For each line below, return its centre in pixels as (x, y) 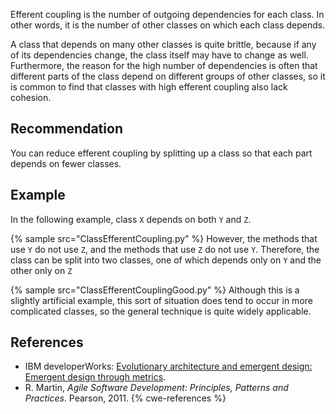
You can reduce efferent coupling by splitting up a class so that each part (161, 153)
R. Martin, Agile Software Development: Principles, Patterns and (156, 388)
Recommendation (66, 129)
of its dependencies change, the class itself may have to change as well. (159, 55)
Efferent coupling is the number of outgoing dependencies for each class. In (167, 14)
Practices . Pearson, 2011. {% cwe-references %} (125, 398)
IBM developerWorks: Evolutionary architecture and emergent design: (168, 366)
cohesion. (31, 97)
